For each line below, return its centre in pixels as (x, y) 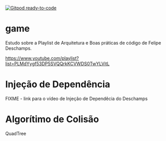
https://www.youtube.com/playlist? (42, 58)
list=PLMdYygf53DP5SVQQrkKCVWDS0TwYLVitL (57, 64)
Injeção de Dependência (58, 84)
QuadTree (16, 133)
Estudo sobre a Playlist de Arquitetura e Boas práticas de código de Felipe (83, 43)
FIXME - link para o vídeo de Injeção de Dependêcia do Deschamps (77, 98)
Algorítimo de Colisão (52, 119)
